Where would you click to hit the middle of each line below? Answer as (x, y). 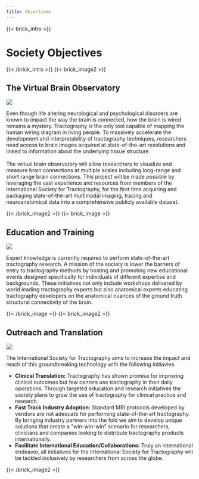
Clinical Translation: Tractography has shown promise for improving (99, 376)
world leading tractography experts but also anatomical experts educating (97, 290)
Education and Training (50, 232)
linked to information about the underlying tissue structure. (78, 151)
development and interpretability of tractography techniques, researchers (96, 139)
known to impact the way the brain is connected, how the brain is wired (94, 120)
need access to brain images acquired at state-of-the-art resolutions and (96, 145)
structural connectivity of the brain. (49, 302)
